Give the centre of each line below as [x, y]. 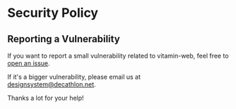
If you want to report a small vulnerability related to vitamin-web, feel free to [118, 56]
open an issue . [29, 63]
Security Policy [53, 13]
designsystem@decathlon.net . [52, 84]
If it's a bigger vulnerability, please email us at [74, 77]
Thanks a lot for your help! [46, 98]
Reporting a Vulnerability [64, 39]
